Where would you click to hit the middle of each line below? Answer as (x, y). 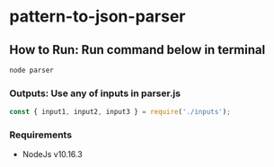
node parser (31, 70)
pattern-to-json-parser (97, 17)
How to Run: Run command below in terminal (137, 50)
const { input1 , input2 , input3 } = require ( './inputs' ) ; (120, 112)
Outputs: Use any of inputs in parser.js (95, 93)
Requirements (41, 135)
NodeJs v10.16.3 (52, 154)
